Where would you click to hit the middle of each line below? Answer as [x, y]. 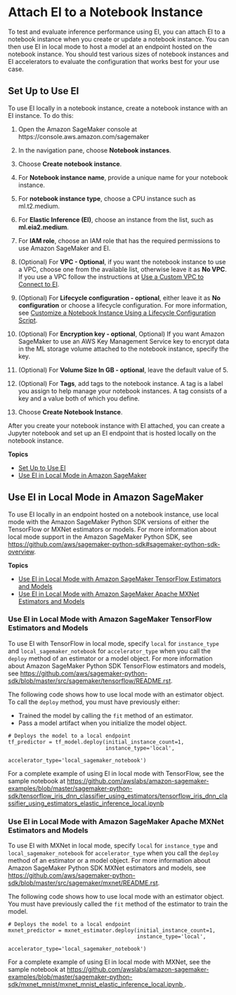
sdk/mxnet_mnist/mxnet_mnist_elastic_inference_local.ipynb [96, 984]
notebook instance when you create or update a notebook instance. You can [118, 39]
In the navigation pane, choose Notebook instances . [94, 150]
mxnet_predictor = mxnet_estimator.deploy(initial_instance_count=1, [112, 931]
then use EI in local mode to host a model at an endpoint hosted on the [110, 46]
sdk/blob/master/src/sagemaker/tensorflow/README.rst [90, 681]
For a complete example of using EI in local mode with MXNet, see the [110, 962]
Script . [28, 320]
